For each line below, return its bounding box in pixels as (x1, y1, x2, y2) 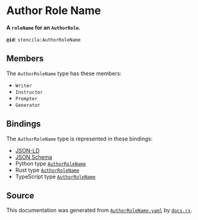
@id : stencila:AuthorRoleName (6, 35, 81, 43)
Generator (15, 102, 41, 108)
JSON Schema (15, 153, 53, 161)
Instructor (15, 89, 43, 95)
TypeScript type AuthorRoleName (15, 172, 96, 180)
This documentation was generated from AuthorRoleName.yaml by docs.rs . (6, 207, 193, 214)
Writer (15, 82, 32, 89)
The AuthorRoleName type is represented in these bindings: (6, 135, 153, 142)
